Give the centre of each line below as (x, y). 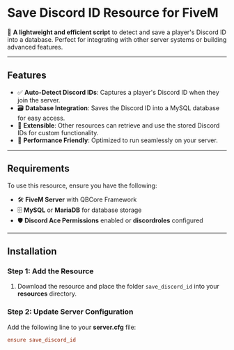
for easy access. (41, 118)
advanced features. (35, 47)
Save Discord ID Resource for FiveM (113, 13)
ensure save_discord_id (42, 340)
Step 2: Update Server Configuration (70, 312)
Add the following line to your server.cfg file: (72, 327)
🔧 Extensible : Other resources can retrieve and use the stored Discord (118, 125)
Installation (32, 251)
